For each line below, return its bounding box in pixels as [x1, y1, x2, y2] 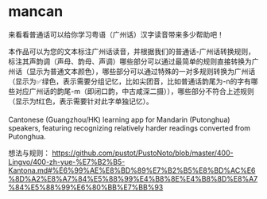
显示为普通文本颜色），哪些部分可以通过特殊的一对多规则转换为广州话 [29, 66, 256, 76]
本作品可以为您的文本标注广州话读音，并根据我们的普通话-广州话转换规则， [8, 46, 256, 56]
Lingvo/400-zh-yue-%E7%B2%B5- [8, 157, 126, 166]
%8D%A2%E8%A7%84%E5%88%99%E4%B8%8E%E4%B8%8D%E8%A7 [8, 174, 258, 183]
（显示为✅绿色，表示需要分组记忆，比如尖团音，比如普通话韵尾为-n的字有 [8, 76, 252, 86]
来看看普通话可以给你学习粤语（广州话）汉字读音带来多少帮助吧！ [8, 29, 224, 39]
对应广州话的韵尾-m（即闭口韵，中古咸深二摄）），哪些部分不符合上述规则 [14, 86, 254, 96]
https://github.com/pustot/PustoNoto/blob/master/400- [51, 148, 234, 158]
